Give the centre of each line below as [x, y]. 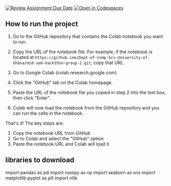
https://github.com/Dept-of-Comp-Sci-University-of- [92, 57]
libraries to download [40, 160]
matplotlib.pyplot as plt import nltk [41, 178]
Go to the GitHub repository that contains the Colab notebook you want [88, 36]
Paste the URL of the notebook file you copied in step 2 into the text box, [89, 92]
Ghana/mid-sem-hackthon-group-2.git [52, 63]
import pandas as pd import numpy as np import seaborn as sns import [80, 172]
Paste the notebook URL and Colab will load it [61, 144]
